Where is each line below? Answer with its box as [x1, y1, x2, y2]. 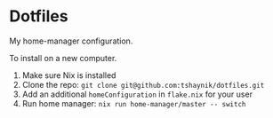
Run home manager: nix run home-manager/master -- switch [21, 98, 246, 108]
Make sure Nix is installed [21, 69, 116, 81]
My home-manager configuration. [9, 35, 133, 46]
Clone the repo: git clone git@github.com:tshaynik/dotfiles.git [21, 79, 265, 90]
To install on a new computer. [9, 52, 117, 63]
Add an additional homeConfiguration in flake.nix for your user [21, 89, 253, 99]
